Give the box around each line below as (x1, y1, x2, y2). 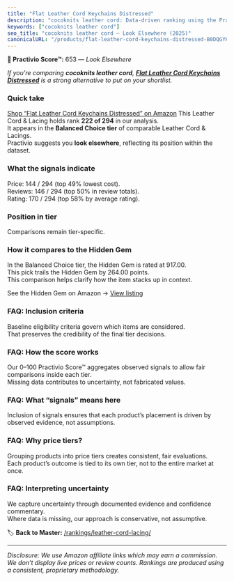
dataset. (7, 146, 31, 155)
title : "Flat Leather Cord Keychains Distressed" (7, 10, 155, 17)
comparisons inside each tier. (7, 370, 92, 378)
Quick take (7, 93, 45, 103)
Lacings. (7, 132, 32, 140)
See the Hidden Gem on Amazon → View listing (7, 289, 143, 297)
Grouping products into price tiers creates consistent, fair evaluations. (7, 451, 208, 460)
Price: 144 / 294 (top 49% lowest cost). (7, 179, 120, 188)
